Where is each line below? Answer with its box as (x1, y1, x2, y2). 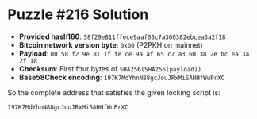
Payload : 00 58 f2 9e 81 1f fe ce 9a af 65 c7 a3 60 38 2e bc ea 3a (18, 48, 250, 58)
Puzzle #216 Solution (7, 6, 149, 24)
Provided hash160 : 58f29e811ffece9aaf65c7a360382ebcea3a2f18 (18, 32, 226, 41)
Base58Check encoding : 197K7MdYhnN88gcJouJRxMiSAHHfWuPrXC (18, 72, 225, 82)
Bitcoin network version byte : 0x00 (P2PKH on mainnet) (18, 40, 203, 49)
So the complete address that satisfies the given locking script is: (7, 87, 221, 97)
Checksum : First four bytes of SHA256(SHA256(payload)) (18, 63, 201, 73)
